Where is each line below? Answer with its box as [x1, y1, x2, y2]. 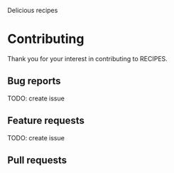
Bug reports [7, 75, 62, 88]
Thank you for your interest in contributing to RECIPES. [7, 54, 168, 63]
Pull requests [7, 154, 67, 166]
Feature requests [7, 115, 85, 127]
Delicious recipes [7, 6, 58, 14]
